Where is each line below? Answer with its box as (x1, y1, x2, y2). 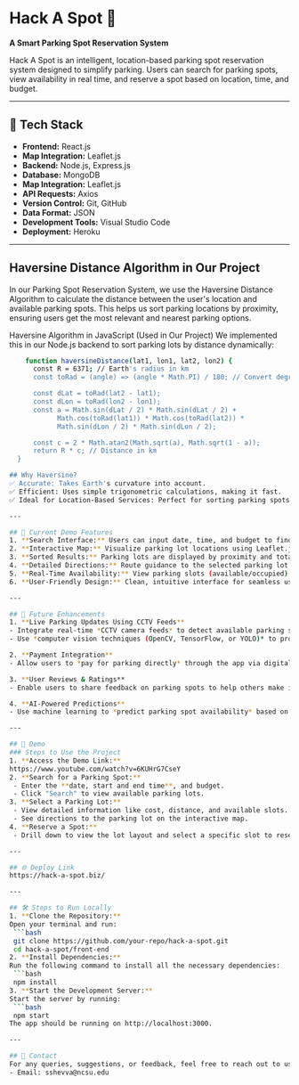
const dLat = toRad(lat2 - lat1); (32, 389, 162, 398)
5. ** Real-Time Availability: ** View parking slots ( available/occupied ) (9, 569, 289, 578)
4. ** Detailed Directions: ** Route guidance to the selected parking (9, 561, 273, 570)
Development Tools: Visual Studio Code (21, 216, 171, 227)
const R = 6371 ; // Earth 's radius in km (32, 364, 190, 373)
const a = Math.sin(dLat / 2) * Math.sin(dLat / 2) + (32, 405, 238, 414)
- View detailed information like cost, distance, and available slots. (12, 806, 289, 815)
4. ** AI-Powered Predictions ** (9, 699, 125, 708)
